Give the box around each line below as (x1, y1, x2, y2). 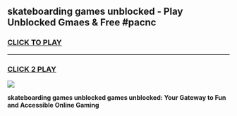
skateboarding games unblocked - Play (7, 6, 183, 18)
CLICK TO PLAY (7, 38, 62, 48)
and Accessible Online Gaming (7, 101, 99, 109)
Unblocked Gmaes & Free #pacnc (7, 17, 157, 29)
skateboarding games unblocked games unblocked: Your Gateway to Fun (7, 93, 226, 101)
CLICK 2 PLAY (7, 64, 56, 74)
